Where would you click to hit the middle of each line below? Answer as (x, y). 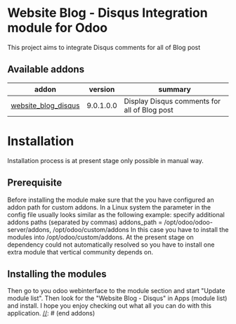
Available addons (46, 69)
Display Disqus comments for (172, 101)
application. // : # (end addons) (51, 313)
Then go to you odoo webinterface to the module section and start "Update (116, 291)
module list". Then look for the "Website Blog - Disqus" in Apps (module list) (117, 298)
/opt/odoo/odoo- (188, 222)
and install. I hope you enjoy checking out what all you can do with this (110, 306)
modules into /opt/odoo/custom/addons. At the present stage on (101, 237)
